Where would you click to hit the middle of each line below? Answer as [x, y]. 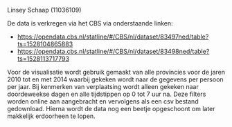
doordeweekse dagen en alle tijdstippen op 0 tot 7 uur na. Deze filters [107, 94]
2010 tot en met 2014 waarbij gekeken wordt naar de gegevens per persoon [115, 79]
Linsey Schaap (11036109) [44, 10]
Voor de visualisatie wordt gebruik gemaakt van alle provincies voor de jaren [116, 72]
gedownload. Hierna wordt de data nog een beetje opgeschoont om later [111, 109]
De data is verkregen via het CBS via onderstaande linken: [90, 23]
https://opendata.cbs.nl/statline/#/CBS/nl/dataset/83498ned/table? [113, 51]
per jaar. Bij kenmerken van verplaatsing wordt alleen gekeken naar [103, 87]
